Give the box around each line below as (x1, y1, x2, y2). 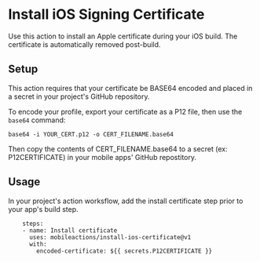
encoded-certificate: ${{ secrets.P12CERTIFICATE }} (36, 247, 213, 255)
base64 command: (8, 115, 66, 125)
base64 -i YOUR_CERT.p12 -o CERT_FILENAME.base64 (8, 130, 174, 138)
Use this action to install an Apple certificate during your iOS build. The (8, 31, 238, 41)
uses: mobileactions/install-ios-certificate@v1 (28, 233, 192, 241)
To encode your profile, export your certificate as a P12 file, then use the (8, 107, 243, 116)
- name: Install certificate (22, 226, 118, 235)
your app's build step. (8, 204, 79, 213)
